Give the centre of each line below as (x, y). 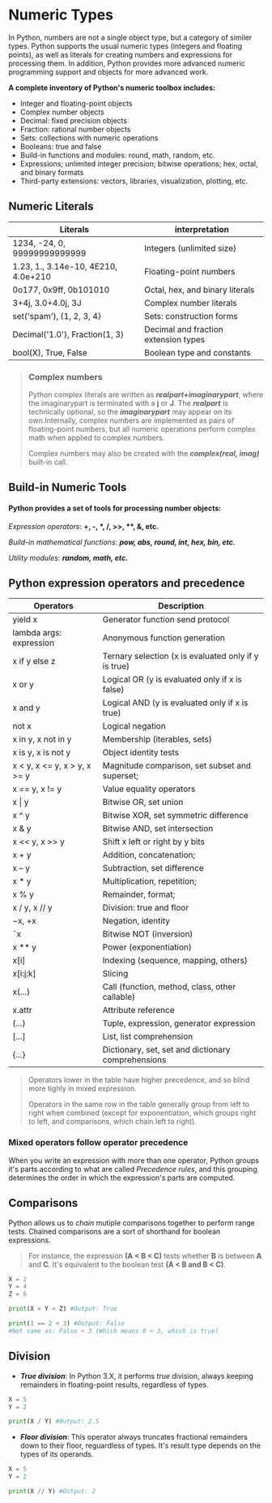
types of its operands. (57, 1454)
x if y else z (34, 661)
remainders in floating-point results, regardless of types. (114, 1385)
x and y (26, 708)
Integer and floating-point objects (76, 103)
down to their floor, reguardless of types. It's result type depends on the (140, 1445)
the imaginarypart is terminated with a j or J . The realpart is (128, 403)
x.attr (22, 1010)
